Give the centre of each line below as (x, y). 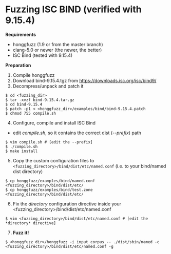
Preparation (18, 65)
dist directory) (28, 171)
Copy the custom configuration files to (53, 160)
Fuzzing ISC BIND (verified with (74, 9)
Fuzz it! (21, 232)
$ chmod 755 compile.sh (31, 113)
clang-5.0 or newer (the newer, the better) (57, 50)
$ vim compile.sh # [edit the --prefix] (49, 142)
